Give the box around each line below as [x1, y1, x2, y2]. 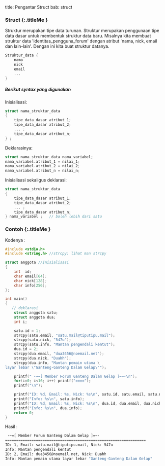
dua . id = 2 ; [14, 347, 38, 352]
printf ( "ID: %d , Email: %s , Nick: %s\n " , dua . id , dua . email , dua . [14, 401, 153, 406]
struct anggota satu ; [14, 310, 58, 315]
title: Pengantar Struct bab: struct [5, 4, 73, 10]
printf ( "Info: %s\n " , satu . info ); [14, 396, 84, 401]
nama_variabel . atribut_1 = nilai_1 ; [5, 159, 80, 164]
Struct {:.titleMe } [5, 16, 48, 23]
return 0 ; [14, 410, 34, 415]
